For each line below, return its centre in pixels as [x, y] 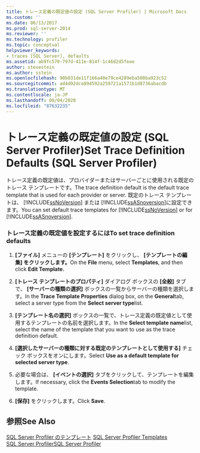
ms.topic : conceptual [33, 45]
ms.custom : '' [24, 17]
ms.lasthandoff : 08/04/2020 [41, 100]
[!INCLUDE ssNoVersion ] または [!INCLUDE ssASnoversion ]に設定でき [108, 203]
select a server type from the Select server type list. [79, 303]
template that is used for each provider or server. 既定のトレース [85, 195]
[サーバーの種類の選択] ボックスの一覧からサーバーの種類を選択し [108, 288]
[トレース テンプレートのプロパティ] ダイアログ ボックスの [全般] [94, 281]
